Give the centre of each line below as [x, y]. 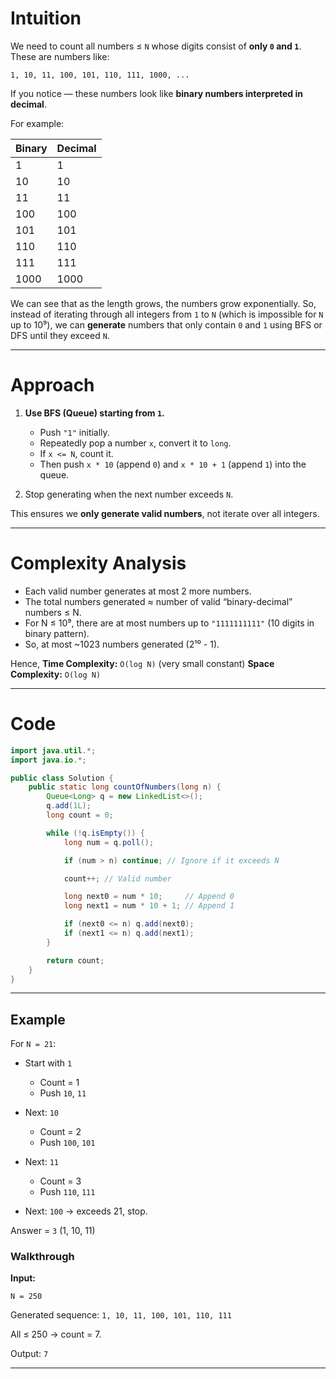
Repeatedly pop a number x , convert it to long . [135, 443]
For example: [37, 123]
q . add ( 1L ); [69, 806]
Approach [52, 385]
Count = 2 [60, 1132]
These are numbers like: [60, 56]
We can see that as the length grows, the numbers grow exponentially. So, [163, 303]
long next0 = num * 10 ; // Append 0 [149, 897]
